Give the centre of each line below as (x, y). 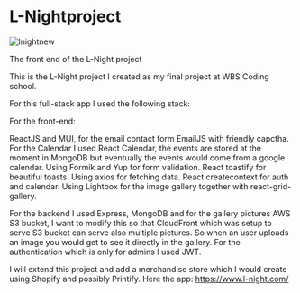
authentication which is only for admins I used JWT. (105, 252)
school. (23, 86)
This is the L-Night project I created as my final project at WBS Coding (140, 76)
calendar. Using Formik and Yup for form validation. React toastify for (138, 167)
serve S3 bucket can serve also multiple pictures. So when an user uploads (149, 233)
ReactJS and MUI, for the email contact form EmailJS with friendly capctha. (150, 138)
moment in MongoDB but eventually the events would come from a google (147, 157)
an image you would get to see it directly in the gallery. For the (125, 242)
